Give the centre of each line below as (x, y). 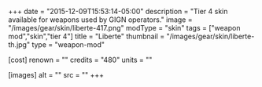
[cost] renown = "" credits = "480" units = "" (80, 60)
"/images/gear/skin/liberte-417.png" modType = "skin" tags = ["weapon (124, 28)
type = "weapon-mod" (68, 45)
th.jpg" (19, 45)
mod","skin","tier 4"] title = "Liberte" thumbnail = (87, 36)
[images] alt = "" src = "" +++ (56, 75)
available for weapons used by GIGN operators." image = (100, 20)
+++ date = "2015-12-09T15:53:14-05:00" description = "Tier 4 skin (118, 11)
